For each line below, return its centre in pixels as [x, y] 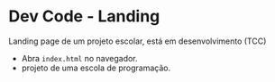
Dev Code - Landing [84, 16]
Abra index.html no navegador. [79, 58]
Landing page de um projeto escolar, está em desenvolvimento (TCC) [137, 41]
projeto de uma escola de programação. [96, 68]
